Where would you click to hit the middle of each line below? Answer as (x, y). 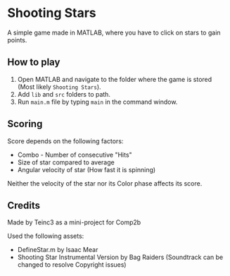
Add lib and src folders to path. (64, 94)
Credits (24, 205)
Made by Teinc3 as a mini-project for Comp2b (74, 222)
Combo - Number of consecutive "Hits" (75, 155)
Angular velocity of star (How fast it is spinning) (87, 169)
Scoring (25, 124)
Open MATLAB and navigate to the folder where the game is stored (115, 79)
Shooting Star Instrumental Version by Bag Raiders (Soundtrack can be (120, 257)
